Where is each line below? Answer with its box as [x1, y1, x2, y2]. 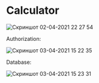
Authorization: [6, 35, 41, 42]
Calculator [6, 4, 59, 17]
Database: [6, 58, 32, 66]
